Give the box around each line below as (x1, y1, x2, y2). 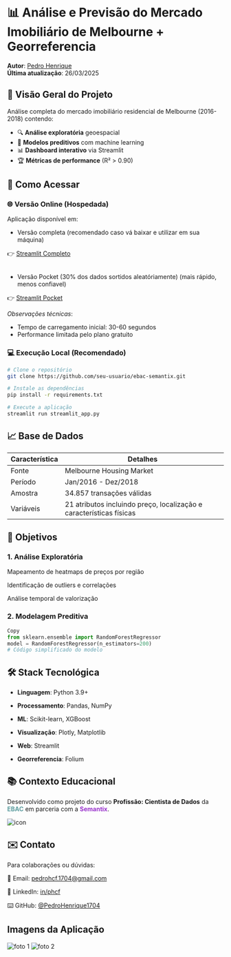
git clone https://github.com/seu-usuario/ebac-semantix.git (7, 373, 186, 380)
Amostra (10, 488, 38, 497)
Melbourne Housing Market (65, 466, 153, 475)
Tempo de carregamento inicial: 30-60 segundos (16, 323, 157, 331)
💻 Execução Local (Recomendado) (7, 348, 126, 358)
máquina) (16, 236, 45, 244)
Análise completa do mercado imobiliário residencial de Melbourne (7, 107, 197, 115)
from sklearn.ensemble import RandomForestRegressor (7, 634, 162, 641)
